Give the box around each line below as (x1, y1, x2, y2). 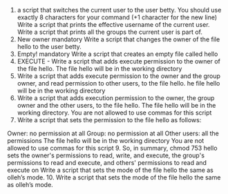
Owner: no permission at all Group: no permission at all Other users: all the (7, 129, 219, 137)
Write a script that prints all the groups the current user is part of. (17, 28, 202, 36)
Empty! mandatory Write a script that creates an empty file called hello (17, 50, 218, 58)
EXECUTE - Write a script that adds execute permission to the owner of (17, 57, 221, 65)
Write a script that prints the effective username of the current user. (17, 21, 210, 28)
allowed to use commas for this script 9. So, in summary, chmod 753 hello (7, 144, 218, 152)
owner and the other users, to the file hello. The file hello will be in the (17, 101, 216, 109)
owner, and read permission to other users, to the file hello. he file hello (17, 79, 220, 87)
